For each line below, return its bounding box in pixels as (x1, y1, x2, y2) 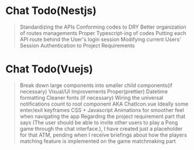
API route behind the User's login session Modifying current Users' (19, 36, 182, 43)
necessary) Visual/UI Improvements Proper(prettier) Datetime (19, 88, 168, 95)
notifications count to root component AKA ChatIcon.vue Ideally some (19, 100, 189, 107)
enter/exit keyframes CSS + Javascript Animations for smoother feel (19, 106, 185, 113)
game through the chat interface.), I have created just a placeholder (19, 125, 183, 132)
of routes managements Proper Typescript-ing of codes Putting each (19, 29, 186, 36)
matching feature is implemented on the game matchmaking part (19, 137, 176, 144)
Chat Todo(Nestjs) (5, 4, 97, 18)
